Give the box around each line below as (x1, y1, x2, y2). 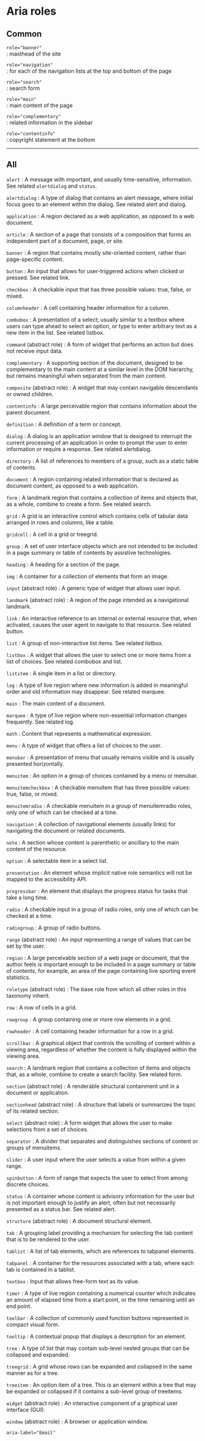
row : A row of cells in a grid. (6, 1003, 77, 1011)
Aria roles (6, 4, 57, 18)
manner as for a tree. (6, 1369, 59, 1376)
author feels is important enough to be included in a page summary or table (6, 961, 196, 968)
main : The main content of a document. (6, 700, 106, 707)
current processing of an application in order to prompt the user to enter (6, 439, 188, 446)
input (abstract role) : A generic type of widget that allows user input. (6, 584, 181, 592)
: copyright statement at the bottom (6, 136, 96, 143)
